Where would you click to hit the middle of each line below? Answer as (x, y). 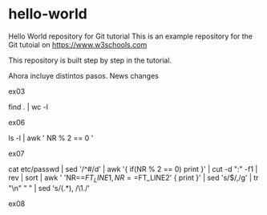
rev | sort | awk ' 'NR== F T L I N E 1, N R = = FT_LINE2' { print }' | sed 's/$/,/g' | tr (133, 178)
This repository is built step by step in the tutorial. (90, 60)
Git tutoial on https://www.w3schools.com (78, 44)
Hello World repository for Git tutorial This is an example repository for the (131, 36)
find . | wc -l (28, 107)
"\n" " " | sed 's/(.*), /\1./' (49, 188)
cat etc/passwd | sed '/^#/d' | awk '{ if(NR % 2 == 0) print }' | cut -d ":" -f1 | (133, 168)
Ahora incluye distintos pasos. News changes (83, 75)
